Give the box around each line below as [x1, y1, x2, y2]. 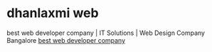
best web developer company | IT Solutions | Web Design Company [6, 28, 206, 37]
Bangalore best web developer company [6, 36, 126, 44]
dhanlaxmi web [6, 5, 99, 21]
